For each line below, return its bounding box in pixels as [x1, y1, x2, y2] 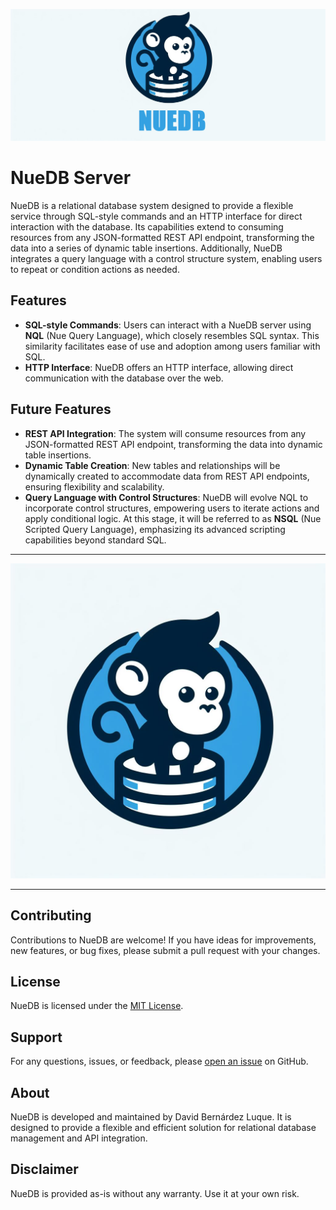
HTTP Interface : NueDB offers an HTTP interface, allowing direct [24, 361, 294, 373]
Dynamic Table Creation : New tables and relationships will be [24, 459, 281, 471]
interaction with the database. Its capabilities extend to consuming [10, 221, 284, 233]
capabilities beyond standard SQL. [24, 534, 167, 546]
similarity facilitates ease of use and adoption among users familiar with [24, 340, 321, 352]
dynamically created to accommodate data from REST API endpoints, [24, 470, 310, 482]
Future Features [10, 401, 112, 418]
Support [10, 1029, 63, 1046]
